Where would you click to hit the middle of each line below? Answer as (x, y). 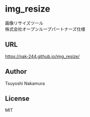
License (17, 98)
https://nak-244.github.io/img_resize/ (42, 56)
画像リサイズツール (24, 23)
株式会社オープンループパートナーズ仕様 (45, 29)
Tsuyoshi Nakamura (25, 83)
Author (16, 72)
